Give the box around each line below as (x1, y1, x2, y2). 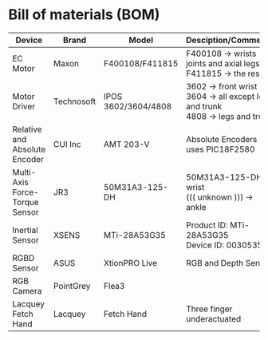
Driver (12, 101, 36, 112)
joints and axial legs (186, 57, 260, 69)
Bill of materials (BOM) (8, 6, 160, 24)
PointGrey (53, 280, 91, 291)
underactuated (186, 313, 242, 324)
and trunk (186, 101, 222, 112)
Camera (12, 285, 42, 296)
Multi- (12, 166, 37, 177)
